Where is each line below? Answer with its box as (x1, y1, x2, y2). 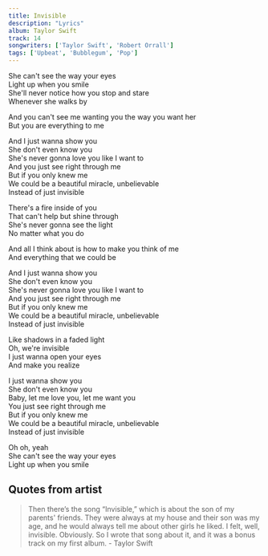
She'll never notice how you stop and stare (8, 88, 150, 97)
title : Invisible (8, 11, 67, 20)
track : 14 (8, 34, 42, 43)
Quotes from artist (8, 483, 103, 497)
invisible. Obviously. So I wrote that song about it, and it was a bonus (27, 530, 256, 539)
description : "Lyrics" (8, 19, 84, 27)
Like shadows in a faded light (8, 335, 105, 344)
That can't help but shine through (8, 212, 119, 221)
